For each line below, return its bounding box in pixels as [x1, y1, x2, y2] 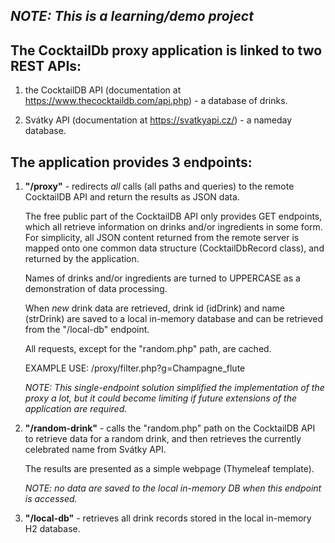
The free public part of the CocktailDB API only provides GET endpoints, [24, 210, 323, 223]
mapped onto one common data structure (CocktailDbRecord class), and [24, 242, 325, 254]
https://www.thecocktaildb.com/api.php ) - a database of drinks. [24, 95, 288, 107]
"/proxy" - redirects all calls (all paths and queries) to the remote [24, 180, 295, 193]
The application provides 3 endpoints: [10, 154, 253, 171]
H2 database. [24, 523, 81, 535]
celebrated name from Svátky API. [24, 444, 167, 456]
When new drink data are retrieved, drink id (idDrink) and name [24, 302, 285, 314]
